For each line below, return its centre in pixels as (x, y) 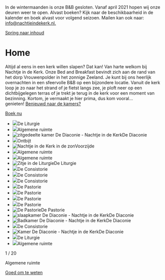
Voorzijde (85, 146)
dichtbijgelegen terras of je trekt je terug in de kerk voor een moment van (80, 93)
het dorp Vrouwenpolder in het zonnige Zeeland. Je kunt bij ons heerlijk (78, 77)
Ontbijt (24, 140)
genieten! (15, 104)
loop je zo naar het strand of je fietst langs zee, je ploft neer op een (74, 88)
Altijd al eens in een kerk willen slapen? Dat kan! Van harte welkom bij (76, 66)
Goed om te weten (24, 272)
